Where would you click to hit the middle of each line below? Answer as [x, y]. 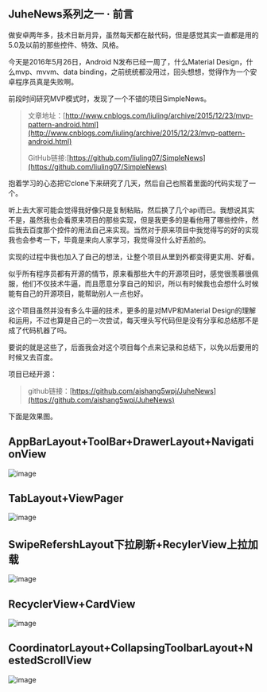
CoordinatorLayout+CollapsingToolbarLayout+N [131, 648]
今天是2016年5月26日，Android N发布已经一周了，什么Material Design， [127, 61]
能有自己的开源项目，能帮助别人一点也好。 [78, 294]
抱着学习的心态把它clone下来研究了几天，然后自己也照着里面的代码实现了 [129, 183]
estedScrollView [50, 661]
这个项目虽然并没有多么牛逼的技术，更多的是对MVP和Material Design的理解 [132, 310]
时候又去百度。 [33, 357]
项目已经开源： [33, 374]
